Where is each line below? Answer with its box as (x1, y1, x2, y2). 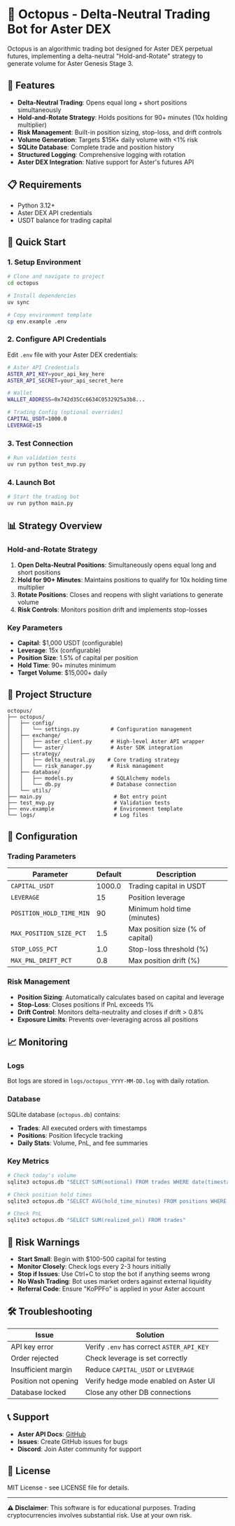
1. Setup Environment (7, 257, 82, 267)
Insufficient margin (10, 1364, 72, 1374)
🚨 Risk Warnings (7, 1236, 80, 1248)
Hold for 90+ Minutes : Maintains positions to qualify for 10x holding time (17, 575, 227, 584)
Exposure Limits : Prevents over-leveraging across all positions (17, 1015, 199, 1024)
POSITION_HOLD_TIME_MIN (10, 909, 90, 917)
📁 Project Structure (7, 689, 92, 701)
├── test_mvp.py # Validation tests (7, 799, 171, 806)
